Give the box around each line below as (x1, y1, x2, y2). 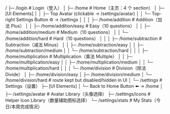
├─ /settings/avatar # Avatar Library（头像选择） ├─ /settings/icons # (5, 91, 151, 97)
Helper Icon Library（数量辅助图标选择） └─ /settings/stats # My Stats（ (5, 97, 157, 103)
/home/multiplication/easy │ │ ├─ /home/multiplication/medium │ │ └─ (5, 59, 153, 65)
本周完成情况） (11, 103, 43, 109)
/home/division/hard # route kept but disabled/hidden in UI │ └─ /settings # (5, 77, 163, 83)
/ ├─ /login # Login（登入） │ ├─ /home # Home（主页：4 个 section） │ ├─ (5, 5, 165, 11)
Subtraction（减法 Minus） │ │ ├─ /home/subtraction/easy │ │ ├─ (5, 42, 144, 47)
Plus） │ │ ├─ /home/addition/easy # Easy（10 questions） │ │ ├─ (11, 23, 151, 29)
